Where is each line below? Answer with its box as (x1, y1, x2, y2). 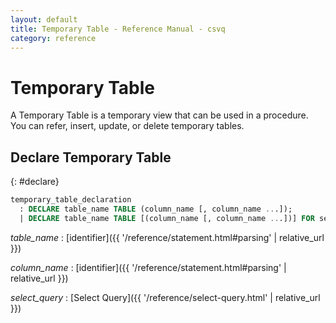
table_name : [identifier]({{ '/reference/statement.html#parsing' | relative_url (10, 231, 325, 243)
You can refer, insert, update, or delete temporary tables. (10, 120, 245, 132)
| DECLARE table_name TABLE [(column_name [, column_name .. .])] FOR (19, 213, 315, 223)
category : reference (10, 33, 97, 43)
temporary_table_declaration (10, 195, 132, 205)
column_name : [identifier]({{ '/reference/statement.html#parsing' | (10, 261, 287, 273)
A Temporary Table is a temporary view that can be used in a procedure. (10, 109, 309, 121)
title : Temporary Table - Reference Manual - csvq (10, 24, 226, 34)
